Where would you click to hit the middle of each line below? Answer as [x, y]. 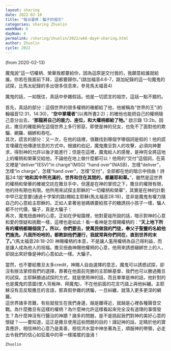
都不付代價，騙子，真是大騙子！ [39, 209]
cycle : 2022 [18, 48]
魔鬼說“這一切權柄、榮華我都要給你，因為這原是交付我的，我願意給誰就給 [82, 73]
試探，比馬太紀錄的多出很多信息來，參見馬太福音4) [59, 86]
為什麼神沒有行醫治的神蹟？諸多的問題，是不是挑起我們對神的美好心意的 [90, 315]
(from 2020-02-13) [25, 62]
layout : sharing [22, 10]
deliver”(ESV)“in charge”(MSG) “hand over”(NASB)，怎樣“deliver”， [92, 165]
